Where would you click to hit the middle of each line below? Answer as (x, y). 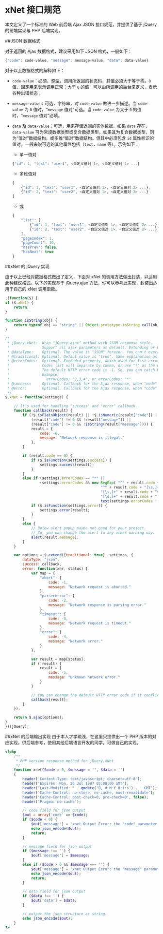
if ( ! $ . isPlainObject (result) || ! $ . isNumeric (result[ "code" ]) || (91, 415)
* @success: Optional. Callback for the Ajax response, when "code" (82, 384)
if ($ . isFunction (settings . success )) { (71, 460)
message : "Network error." (76, 642)
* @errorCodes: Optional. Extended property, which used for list (77, 361)
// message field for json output (57, 846)
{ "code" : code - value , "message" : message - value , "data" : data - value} (77, 60)
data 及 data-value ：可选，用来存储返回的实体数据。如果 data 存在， (81, 126)
